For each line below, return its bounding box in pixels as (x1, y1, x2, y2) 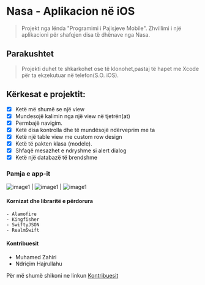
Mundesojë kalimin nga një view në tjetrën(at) (15, 112, 130, 120)
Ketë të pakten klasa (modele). (15, 139, 93, 147)
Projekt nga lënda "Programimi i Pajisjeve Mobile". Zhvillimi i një (21, 24, 182, 32)
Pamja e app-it (6, 169, 51, 178)
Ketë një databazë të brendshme (15, 154, 98, 161)
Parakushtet (6, 49, 54, 59)
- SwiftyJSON (6, 221, 40, 228)
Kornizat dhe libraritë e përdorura (6, 197, 94, 204)
